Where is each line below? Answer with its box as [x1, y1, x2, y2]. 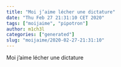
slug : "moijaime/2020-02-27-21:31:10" [6, 37, 105, 43]
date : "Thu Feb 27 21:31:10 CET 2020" [6, 15, 105, 21]
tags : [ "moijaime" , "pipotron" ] [6, 20, 88, 26]
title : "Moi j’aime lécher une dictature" [6, 9, 116, 15]
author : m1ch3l [6, 26, 45, 32]
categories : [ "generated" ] [6, 32, 75, 38]
